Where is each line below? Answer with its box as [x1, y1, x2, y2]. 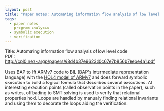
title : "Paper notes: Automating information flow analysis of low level [5, 12, 160, 17]
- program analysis [9, 26, 50, 30]
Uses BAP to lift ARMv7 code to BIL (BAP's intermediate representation [5, 69, 149, 75]
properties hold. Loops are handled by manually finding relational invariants [5, 95, 159, 101]
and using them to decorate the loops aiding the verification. [5, 100, 128, 106]
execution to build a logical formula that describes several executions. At [5, 79, 153, 85]
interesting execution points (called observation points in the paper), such [5, 84, 155, 90]
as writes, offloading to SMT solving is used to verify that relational [5, 89, 141, 96]
